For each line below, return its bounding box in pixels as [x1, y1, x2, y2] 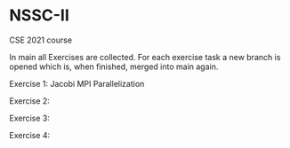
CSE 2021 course [9, 35, 73, 45]
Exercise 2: [9, 95, 51, 106]
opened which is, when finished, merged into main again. [9, 61, 219, 72]
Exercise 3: [9, 113, 51, 123]
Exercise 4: [9, 129, 51, 140]
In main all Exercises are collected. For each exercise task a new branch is [9, 51, 281, 62]
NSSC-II [9, 5, 69, 26]
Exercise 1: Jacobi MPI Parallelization [9, 78, 145, 89]
